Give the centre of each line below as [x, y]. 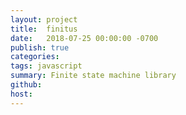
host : [21, 94]
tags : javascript [46, 66]
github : [26, 85]
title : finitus [44, 29]
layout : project [44, 19]
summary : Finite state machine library [93, 76]
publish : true [40, 47]
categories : [35, 57]
